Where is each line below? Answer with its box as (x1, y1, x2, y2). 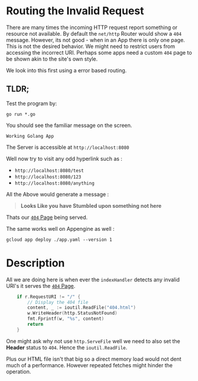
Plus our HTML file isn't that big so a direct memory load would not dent (6, 355, 181, 363)
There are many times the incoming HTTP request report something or (6, 24, 178, 31)
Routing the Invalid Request (6, 4, 144, 18)
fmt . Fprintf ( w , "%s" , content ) (27, 316, 105, 322)
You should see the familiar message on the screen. (6, 122, 132, 129)
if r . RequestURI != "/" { (17, 294, 81, 300)
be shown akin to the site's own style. (6, 55, 98, 62)
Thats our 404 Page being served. (6, 214, 88, 221)
